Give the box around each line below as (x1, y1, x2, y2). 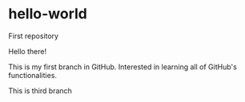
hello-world (8, 5, 88, 23)
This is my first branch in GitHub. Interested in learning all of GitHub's (8, 61, 238, 72)
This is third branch (8, 85, 72, 96)
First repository (8, 31, 58, 41)
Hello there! (8, 46, 46, 56)
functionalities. (8, 70, 58, 80)
